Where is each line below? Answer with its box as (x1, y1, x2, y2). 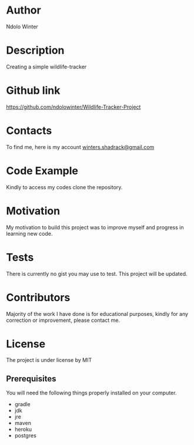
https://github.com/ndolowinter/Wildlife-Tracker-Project (6, 103, 141, 110)
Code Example (6, 164, 78, 177)
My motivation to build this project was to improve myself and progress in (6, 223, 184, 230)
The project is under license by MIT (6, 357, 92, 364)
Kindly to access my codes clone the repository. (6, 183, 123, 190)
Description (6, 44, 65, 57)
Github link (6, 84, 61, 97)
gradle (14, 401, 31, 408)
